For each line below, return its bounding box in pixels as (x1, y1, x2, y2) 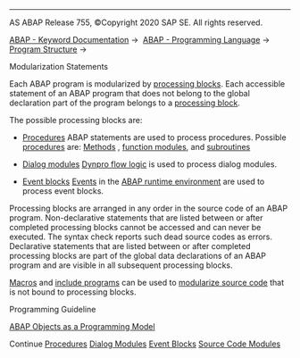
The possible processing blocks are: (9, 115, 143, 125)
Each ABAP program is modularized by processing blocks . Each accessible (9, 79, 286, 89)
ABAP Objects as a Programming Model (9, 321, 155, 331)
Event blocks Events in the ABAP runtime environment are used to (21, 176, 265, 187)
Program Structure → (9, 44, 87, 54)
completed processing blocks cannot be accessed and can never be (9, 222, 262, 232)
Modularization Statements (9, 62, 109, 71)
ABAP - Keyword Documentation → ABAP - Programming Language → (9, 35, 271, 45)
